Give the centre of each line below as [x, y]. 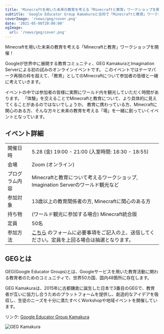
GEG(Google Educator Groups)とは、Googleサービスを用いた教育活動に [77, 271]
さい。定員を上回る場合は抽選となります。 [85, 239]
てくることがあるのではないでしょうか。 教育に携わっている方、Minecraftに [81, 104]
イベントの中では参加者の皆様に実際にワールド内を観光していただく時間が [80, 92]
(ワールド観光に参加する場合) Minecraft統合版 [84, 214]
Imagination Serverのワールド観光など [75, 185]
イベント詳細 [24, 133]
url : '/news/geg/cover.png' [38, 32]
